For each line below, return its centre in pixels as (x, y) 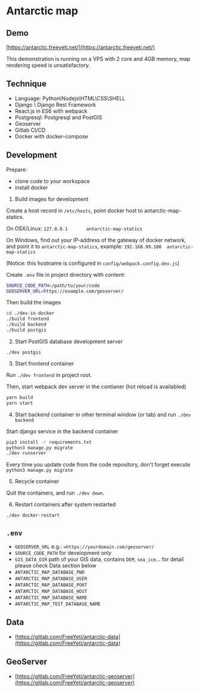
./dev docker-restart (33, 515)
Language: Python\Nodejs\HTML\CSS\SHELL (70, 98)
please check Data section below (55, 566)
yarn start (20, 403)
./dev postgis (24, 352)
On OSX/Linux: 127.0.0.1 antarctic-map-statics (74, 228)
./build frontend (28, 319)
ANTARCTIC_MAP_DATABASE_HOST (51, 592)
